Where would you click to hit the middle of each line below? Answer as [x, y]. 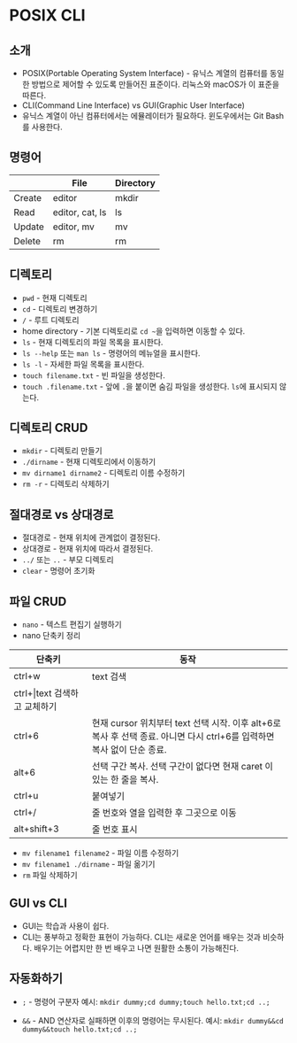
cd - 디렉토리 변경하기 [60, 309]
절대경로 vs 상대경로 [61, 514]
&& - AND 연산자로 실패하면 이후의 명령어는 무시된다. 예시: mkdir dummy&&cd [153, 1020]
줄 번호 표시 [115, 830]
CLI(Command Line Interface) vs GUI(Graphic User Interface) [133, 105]
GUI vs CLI [38, 904]
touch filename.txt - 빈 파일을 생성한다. [93, 375]
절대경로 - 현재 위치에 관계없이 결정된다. [91, 537]
